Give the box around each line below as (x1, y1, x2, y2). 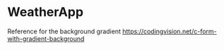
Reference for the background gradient (7, 27, 122, 35)
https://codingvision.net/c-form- (122, 27, 217, 35)
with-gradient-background (7, 34, 85, 42)
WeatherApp (7, 4, 83, 20)
